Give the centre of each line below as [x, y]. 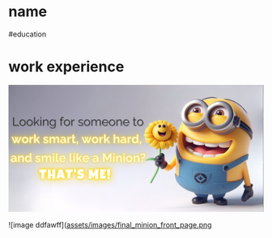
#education [28, 34]
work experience [66, 67]
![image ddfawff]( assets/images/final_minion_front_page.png [110, 224]
